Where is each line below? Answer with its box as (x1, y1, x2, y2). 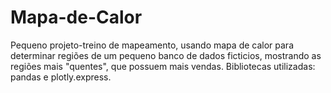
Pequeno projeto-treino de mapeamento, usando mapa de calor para (10, 39, 294, 51)
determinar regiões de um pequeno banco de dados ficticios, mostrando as (10, 49, 322, 61)
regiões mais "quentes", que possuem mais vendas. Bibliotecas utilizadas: (10, 60, 316, 72)
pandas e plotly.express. (10, 71, 112, 83)
